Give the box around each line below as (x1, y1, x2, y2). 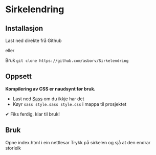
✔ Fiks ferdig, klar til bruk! (5, 111, 60, 117)
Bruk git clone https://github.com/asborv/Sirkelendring (5, 57, 129, 63)
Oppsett (5, 72, 32, 81)
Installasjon (5, 24, 43, 33)
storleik (5, 145, 21, 151)
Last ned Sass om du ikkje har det (12, 96, 84, 102)
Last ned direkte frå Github (5, 37, 62, 43)
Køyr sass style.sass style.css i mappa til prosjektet (12, 101, 127, 107)
